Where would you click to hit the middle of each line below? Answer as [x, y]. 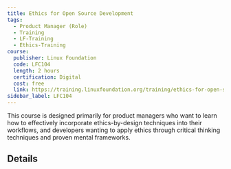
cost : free [29, 83]
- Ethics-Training [40, 45]
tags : [15, 20]
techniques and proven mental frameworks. [69, 137]
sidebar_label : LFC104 [40, 96]
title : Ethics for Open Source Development [70, 13]
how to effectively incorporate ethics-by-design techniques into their [105, 123]
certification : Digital [47, 77]
